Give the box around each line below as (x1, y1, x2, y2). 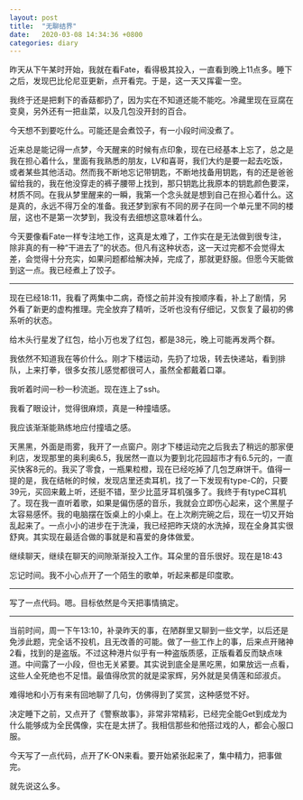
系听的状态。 (9, 315, 57, 326)
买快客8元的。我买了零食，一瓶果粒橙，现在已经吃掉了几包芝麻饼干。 (9, 464, 268, 474)
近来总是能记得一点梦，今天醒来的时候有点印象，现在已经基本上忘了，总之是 (9, 144, 294, 155)
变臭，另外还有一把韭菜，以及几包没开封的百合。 (9, 106, 191, 117)
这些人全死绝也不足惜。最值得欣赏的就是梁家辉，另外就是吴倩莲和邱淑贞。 (9, 670, 286, 681)
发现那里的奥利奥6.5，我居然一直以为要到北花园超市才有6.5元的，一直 (32, 453, 293, 464)
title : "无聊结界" (9, 22, 78, 31)
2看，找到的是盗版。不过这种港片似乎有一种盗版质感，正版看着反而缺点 (9, 648, 275, 658)
